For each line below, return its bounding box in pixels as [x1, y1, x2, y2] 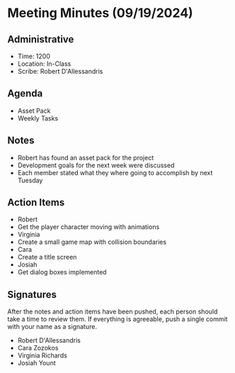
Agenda [7, 87, 43, 100]
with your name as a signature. [7, 323, 98, 331]
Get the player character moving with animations [17, 223, 160, 231]
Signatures [7, 289, 57, 301]
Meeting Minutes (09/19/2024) [7, 5, 193, 21]
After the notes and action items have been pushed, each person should [7, 307, 218, 316]
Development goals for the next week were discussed [17, 161, 175, 169]
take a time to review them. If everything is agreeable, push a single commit [7, 315, 228, 323]
